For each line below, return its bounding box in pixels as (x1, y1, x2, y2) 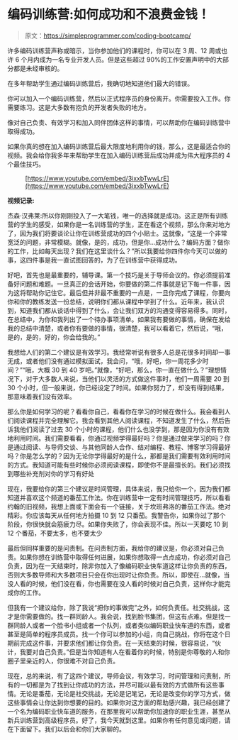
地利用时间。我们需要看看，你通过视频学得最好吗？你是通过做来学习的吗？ (7, 433, 225, 442)
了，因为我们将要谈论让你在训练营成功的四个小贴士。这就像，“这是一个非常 (7, 228, 228, 238)
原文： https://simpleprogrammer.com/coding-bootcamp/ (24, 31, 191, 40)
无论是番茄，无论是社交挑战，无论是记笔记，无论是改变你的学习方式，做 (19, 689, 231, 697)
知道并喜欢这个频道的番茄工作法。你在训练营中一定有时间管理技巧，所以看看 (7, 493, 231, 502)
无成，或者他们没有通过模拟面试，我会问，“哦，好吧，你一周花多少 (7, 356, 203, 365)
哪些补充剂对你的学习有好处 (13, 469, 94, 477)
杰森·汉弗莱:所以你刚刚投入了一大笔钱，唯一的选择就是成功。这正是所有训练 (7, 211, 229, 220)
